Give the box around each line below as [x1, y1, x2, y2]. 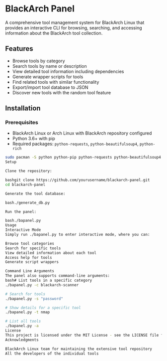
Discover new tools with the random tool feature [12, 89, 111, 95]
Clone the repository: [5, 169, 52, 174]
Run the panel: [5, 209, 37, 214]
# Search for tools [5, 291, 46, 297]
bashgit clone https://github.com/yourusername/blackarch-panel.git [5, 178, 150, 182]
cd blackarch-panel [5, 182, 46, 187]
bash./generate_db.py [5, 200, 50, 205]
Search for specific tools [5, 245, 61, 251]
